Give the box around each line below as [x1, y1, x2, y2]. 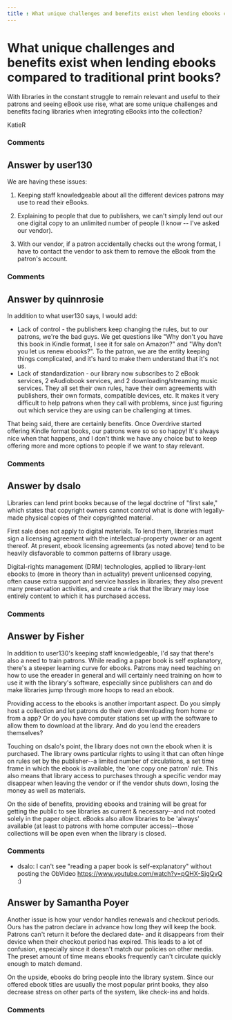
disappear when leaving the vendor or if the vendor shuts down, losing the [7, 779, 220, 787]
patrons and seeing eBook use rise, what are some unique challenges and [7, 100, 217, 108]
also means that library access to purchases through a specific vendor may [7, 771, 222, 780]
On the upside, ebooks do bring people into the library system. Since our [7, 973, 214, 981]
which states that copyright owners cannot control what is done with [7, 506, 202, 514]
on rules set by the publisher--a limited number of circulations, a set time [7, 757, 215, 765]
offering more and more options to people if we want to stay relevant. [7, 441, 204, 450]
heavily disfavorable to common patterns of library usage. [7, 549, 172, 557]
